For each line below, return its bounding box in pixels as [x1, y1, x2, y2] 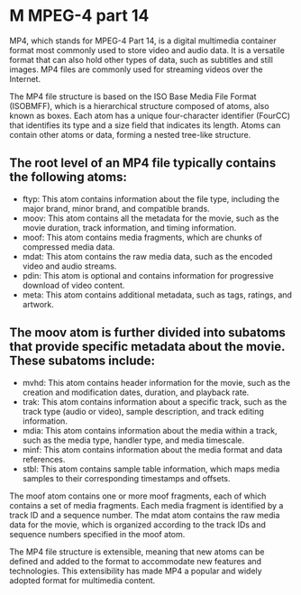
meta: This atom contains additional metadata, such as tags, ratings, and [22, 289, 293, 300]
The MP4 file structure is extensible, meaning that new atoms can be [9, 546, 265, 557]
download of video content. [22, 279, 125, 290]
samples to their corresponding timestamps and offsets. [22, 472, 232, 483]
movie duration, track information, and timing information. [22, 222, 237, 233]
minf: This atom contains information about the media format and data [22, 444, 283, 455]
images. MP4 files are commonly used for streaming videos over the [9, 64, 263, 75]
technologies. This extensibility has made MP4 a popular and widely [9, 565, 263, 576]
